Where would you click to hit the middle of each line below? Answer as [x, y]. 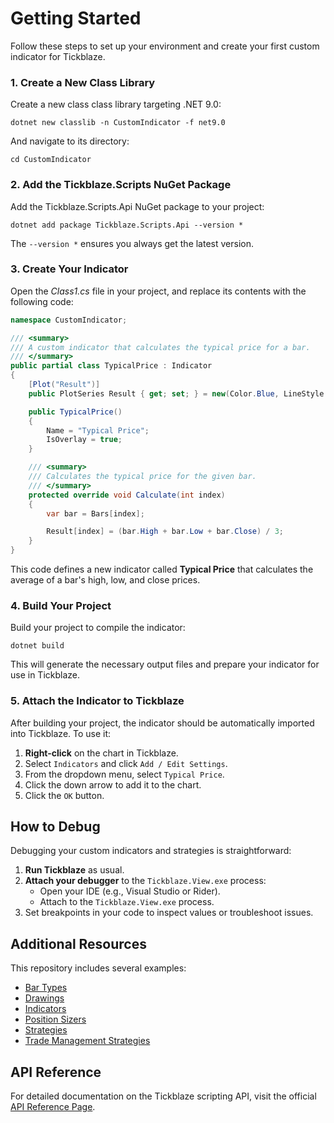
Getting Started [76, 18]
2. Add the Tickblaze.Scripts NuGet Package [121, 185]
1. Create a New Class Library [83, 82]
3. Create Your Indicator [69, 269]
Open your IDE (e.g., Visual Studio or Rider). [130, 891]
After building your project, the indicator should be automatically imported [162, 723]
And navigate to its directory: [70, 141]
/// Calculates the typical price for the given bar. [142, 477]
